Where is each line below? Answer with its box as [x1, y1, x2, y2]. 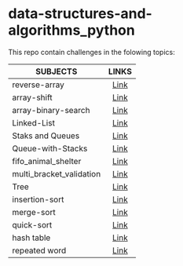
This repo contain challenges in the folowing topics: [8, 47, 175, 56]
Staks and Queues [12, 130, 80, 141]
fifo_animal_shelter [12, 155, 82, 166]
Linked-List [12, 117, 55, 128]
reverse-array [12, 79, 64, 90]
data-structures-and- [8, 5, 153, 23]
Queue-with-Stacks [12, 143, 88, 154]
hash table [12, 232, 51, 243]
